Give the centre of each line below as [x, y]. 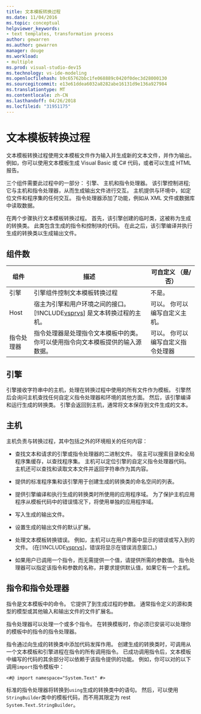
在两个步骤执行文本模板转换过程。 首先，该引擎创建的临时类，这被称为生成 [99, 218]
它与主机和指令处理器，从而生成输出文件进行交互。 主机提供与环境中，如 [96, 191]
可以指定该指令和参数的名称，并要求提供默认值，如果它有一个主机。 [109, 567]
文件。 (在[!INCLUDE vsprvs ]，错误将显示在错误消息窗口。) [86, 547]
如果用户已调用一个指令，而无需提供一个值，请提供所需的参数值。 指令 [102, 560]
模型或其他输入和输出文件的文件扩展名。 [66, 611]
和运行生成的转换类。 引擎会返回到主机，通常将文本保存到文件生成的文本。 [99, 405]
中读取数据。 [22, 206]
